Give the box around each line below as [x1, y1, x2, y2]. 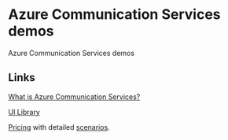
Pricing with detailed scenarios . [8, 122, 110, 131]
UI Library [8, 107, 41, 116]
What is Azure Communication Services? [8, 92, 141, 101]
